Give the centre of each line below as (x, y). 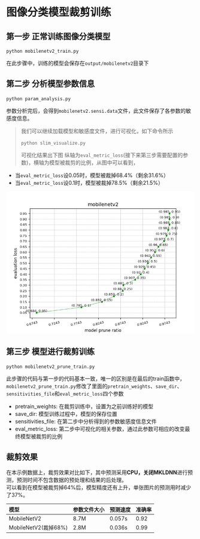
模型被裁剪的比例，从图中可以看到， (94, 162)
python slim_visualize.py (53, 143)
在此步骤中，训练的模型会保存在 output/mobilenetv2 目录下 (78, 63)
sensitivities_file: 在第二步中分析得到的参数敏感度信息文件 (86, 421)
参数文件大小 (89, 509)
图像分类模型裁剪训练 (59, 12)
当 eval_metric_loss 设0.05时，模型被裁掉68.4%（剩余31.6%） (92, 175)
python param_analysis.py (38, 99)
